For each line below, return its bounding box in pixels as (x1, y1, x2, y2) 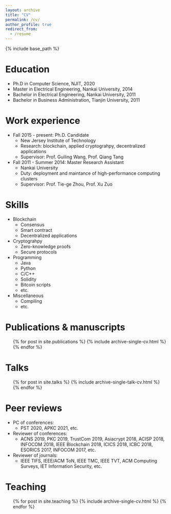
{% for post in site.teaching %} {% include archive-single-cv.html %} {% (12, 498, 167, 504)
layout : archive (5, 7, 40, 13)
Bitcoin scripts (20, 281, 51, 288)
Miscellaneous (12, 292, 44, 299)
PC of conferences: (12, 419, 54, 426)
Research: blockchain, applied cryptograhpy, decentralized (20, 142, 145, 149)
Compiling (20, 298, 43, 304)
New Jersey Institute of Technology (20, 137, 96, 143)
